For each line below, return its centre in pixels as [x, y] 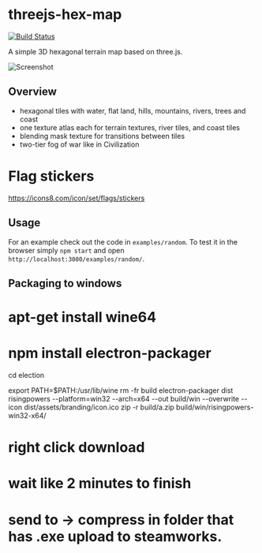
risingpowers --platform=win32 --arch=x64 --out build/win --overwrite [124, 399]
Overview [33, 92]
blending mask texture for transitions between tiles [102, 136]
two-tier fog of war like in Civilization [79, 144]
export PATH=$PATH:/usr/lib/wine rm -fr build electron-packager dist [121, 390]
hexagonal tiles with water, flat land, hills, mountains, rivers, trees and [133, 110]
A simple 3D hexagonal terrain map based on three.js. [95, 51]
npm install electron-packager [110, 353]
